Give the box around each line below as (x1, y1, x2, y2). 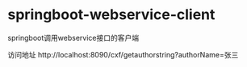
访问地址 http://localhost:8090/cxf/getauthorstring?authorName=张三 (7, 49, 239, 59)
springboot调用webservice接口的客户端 (7, 33, 139, 42)
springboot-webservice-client (7, 6, 216, 24)
